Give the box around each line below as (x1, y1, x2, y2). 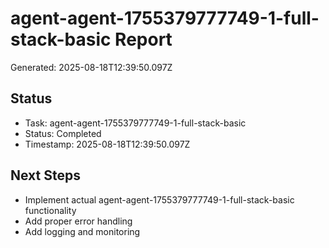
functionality (24, 204, 77, 216)
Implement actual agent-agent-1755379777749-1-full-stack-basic (24, 193, 295, 206)
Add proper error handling (24, 215, 133, 227)
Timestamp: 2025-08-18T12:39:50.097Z (24, 138, 191, 150)
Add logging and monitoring (24, 225, 141, 237)
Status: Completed (24, 127, 102, 139)
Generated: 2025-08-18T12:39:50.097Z (10, 61, 173, 73)
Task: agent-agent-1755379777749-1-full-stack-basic (24, 117, 247, 129)
